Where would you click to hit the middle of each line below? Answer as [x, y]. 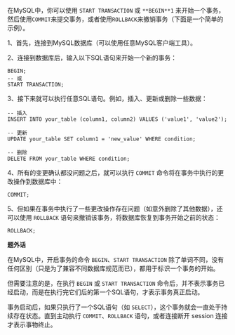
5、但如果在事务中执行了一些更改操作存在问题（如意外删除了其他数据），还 [115, 209]
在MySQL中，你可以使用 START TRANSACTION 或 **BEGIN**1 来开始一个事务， [116, 10]
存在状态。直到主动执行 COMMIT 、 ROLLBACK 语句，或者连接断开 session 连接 [120, 316]
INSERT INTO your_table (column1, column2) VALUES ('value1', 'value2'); [117, 119]
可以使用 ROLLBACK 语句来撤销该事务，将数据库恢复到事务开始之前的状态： [114, 217]
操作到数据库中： [38, 182]
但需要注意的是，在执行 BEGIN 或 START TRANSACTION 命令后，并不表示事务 [113, 283]
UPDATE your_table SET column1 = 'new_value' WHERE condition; [102, 139]
